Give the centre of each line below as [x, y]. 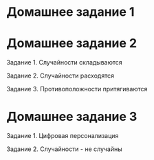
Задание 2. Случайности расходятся [60, 76]
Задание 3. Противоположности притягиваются [77, 89]
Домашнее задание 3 [72, 117]
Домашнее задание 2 [72, 44]
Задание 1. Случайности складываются [65, 62]
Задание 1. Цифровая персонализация [63, 136]
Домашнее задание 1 [70, 12]
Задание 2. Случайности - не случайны [65, 149]
